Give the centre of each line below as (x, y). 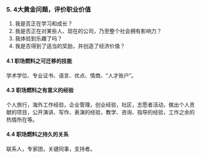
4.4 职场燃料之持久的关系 (37, 134)
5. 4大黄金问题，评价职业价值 (49, 9)
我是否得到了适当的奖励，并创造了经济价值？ (70, 46)
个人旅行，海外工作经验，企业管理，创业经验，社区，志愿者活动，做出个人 (98, 104)
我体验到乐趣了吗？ (39, 39)
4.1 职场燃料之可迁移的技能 (39, 60)
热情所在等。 (22, 119)
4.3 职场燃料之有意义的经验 (40, 90)
